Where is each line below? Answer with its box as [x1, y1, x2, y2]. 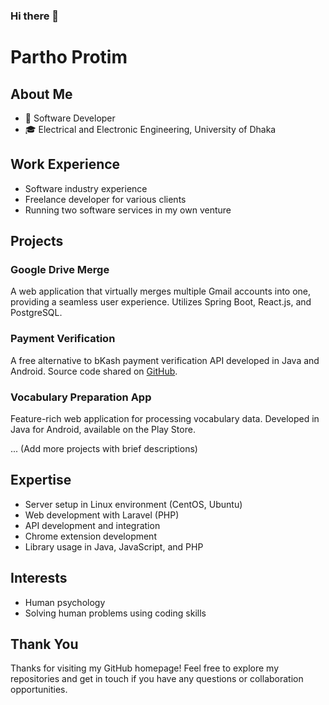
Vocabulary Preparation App [10, 390, 152, 404]
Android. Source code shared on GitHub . [10, 365, 178, 377]
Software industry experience [24, 182, 148, 194]
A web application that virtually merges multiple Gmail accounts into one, [10, 285, 312, 298]
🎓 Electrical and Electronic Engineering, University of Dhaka [24, 123, 277, 135]
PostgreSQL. [10, 307, 63, 319]
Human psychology [24, 596, 106, 608]
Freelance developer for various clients [24, 193, 187, 205]
